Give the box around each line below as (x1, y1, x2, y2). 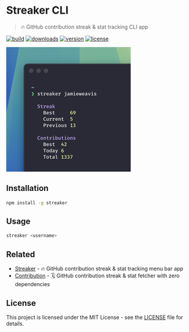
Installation (6, 183, 49, 193)
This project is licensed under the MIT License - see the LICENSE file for (6, 314, 183, 321)
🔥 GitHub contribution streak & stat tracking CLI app (20, 23, 149, 30)
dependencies (14, 281, 51, 288)
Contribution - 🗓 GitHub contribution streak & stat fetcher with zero (14, 272, 180, 280)
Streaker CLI (6, 4, 69, 17)
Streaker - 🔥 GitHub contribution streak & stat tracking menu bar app (14, 265, 184, 273)
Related (6, 249, 36, 259)
